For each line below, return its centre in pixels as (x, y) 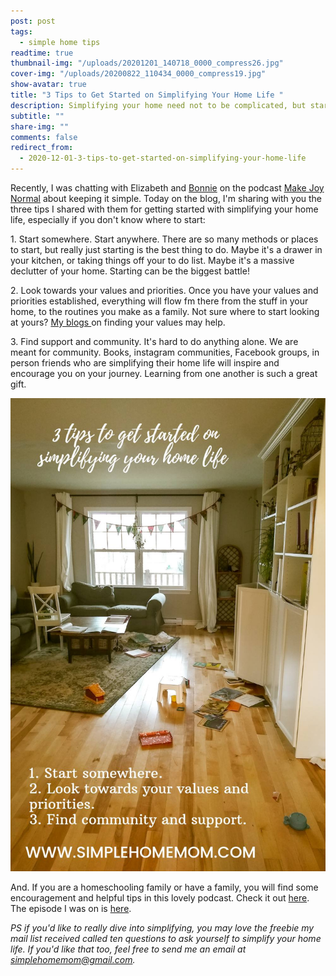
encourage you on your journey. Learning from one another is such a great (164, 373)
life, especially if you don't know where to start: (108, 219)
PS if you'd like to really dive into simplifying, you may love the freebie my (162, 927)
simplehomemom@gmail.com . (73, 959)
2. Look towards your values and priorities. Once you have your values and (164, 290)
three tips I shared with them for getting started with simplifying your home (164, 209)
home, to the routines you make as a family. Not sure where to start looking (165, 311)
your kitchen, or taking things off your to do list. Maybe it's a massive (152, 260)
